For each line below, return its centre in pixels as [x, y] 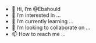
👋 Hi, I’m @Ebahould [36, 9]
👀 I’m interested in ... [36, 15]
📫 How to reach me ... [38, 34]
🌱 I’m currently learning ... [42, 21]
